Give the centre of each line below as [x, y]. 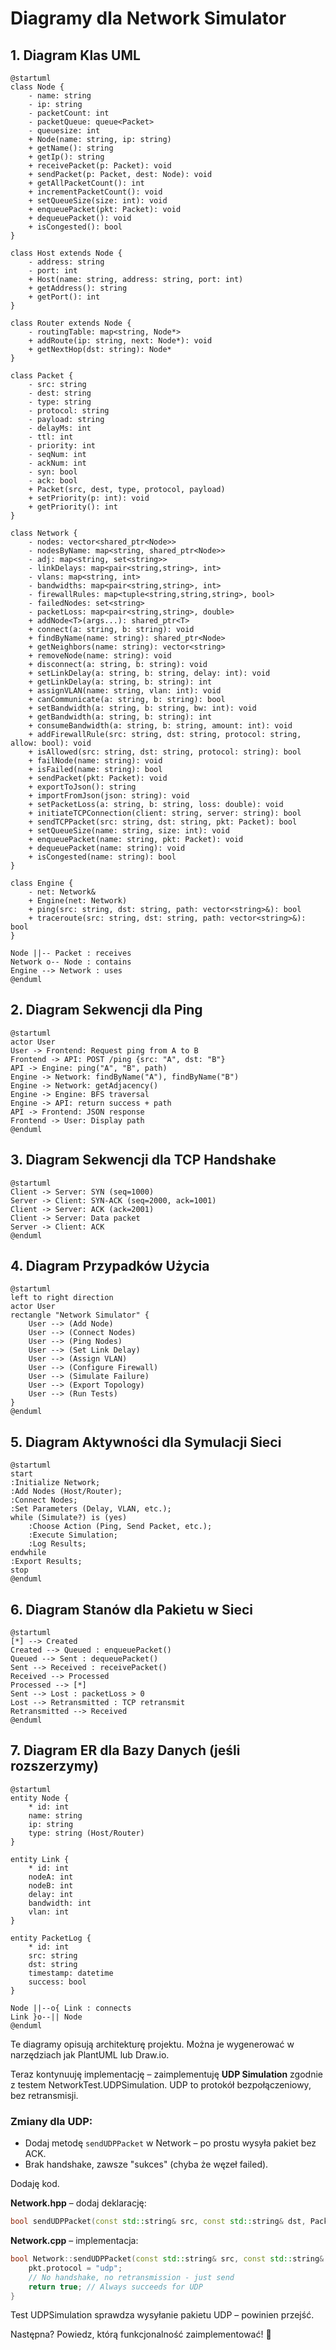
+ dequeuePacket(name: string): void [107, 848]
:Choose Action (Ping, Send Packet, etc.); [120, 1527]
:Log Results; [57, 1544]
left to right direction [62, 1298]
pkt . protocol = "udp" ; [75, 2268]
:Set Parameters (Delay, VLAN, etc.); [91, 1509]
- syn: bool [53, 472]
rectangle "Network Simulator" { [80, 1315]
